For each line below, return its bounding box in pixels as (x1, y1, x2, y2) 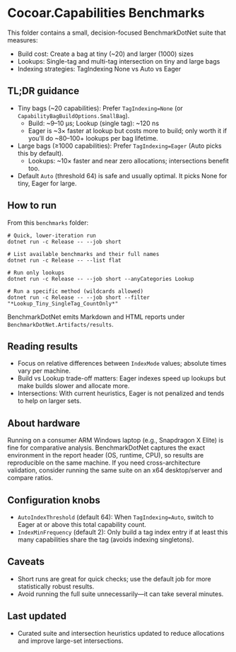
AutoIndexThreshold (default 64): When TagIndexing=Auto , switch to (17, 513, 214, 521)
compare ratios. (7, 474, 54, 482)
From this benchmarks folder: (7, 218, 89, 227)
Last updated (7, 610, 67, 622)
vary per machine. (17, 366, 71, 376)
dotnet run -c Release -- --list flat (7, 257, 122, 264)
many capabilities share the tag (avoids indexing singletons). (17, 535, 194, 544)
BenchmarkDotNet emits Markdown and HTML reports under (7, 313, 185, 321)
